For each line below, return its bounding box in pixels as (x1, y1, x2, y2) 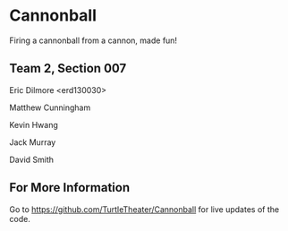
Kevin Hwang (9, 119, 58, 130)
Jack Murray (9, 136, 56, 148)
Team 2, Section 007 (9, 61, 127, 76)
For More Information (9, 180, 131, 195)
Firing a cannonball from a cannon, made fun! (9, 35, 177, 46)
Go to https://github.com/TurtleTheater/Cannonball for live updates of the (9, 203, 280, 215)
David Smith (9, 154, 55, 165)
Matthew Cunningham (9, 102, 91, 113)
